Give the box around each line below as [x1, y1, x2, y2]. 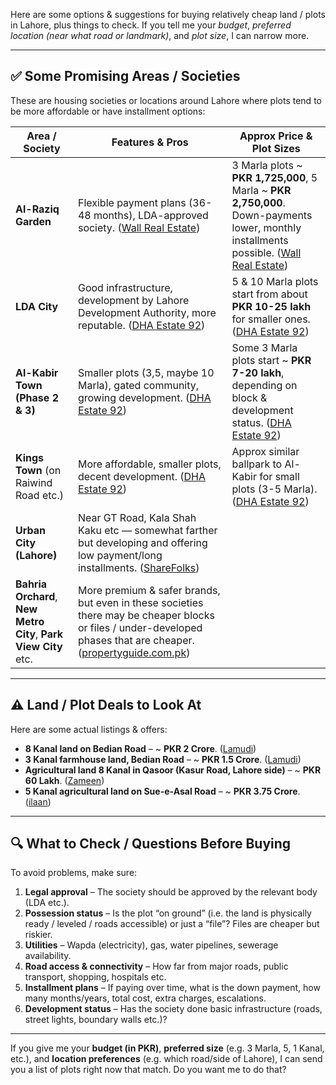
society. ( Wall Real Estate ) [77, 220, 201, 234]
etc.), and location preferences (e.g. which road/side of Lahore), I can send [10, 1053, 323, 1065]
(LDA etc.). [24, 897, 70, 909]
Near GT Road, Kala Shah [77, 510, 197, 524]
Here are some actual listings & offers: [10, 723, 168, 735]
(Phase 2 [15, 390, 59, 404]
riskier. [24, 929, 53, 941]
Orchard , [15, 589, 58, 603]
